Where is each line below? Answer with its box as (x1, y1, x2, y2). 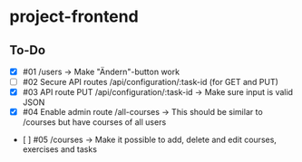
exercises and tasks (22, 144, 98, 155)
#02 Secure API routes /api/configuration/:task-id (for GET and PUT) (22, 77, 279, 88)
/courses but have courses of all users (22, 117, 167, 128)
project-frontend (9, 6, 139, 27)
